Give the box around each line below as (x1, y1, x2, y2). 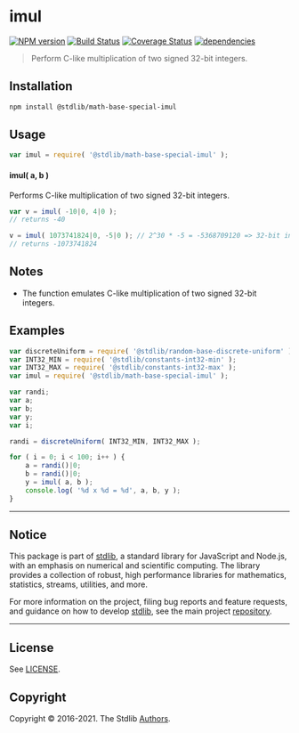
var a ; (9, 396, 34, 405)
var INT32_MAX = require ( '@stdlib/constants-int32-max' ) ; (9, 363, 238, 372)
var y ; (9, 412, 34, 421)
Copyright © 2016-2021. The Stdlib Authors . (9, 713, 171, 724)
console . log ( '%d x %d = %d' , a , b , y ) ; (25, 485, 181, 495)
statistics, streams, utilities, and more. (9, 579, 149, 590)
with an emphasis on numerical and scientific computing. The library (9, 560, 261, 571)
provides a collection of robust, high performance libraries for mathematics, (9, 570, 287, 581)
